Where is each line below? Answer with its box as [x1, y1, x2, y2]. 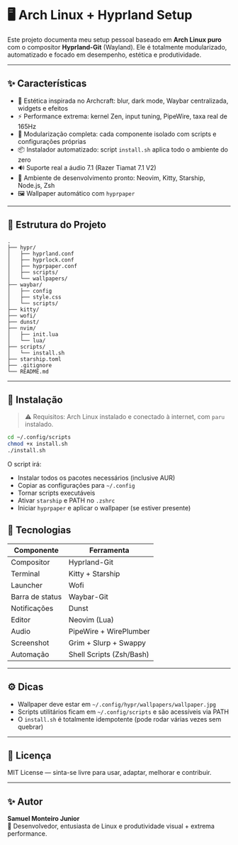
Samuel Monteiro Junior [7, 815, 80, 823]
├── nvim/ [7, 325, 37, 332]
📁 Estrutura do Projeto [7, 219, 106, 231]
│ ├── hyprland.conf [7, 250, 74, 257]
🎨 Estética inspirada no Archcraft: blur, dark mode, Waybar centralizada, [17, 96, 229, 105]
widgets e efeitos [17, 103, 69, 112]
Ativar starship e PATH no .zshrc [17, 496, 115, 505]
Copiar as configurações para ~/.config [17, 481, 135, 489]
